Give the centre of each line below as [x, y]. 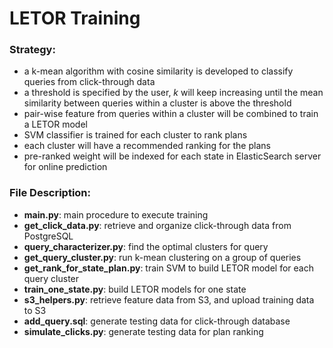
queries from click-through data [89, 82]
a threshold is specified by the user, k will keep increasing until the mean [173, 93]
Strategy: [32, 50]
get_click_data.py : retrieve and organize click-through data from [157, 225]
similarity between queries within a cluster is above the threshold [157, 103]
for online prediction [65, 167]
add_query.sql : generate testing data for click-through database [157, 321]
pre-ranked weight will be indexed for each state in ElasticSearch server [172, 156]
